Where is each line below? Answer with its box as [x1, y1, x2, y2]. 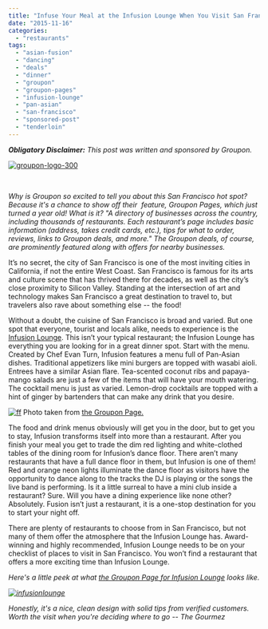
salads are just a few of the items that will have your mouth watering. [33, 374, 259, 384]
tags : [8, 42, 26, 49]
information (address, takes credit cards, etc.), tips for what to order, [8, 225, 235, 235]
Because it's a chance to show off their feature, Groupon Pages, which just [8, 200, 258, 209]
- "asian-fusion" [15, 49, 73, 57]
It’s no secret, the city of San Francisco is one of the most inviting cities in [8, 257, 250, 267]
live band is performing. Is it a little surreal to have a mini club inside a [8, 482, 238, 492]
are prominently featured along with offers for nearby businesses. [8, 242, 226, 251]
